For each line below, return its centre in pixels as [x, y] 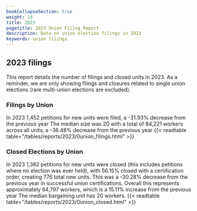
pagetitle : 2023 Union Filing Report [53, 28]
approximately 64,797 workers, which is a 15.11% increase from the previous [98, 190]
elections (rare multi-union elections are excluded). [69, 90]
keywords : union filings [37, 39]
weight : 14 [20, 17]
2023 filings [29, 63]
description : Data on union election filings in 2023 [74, 34]
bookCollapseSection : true [39, 11]
